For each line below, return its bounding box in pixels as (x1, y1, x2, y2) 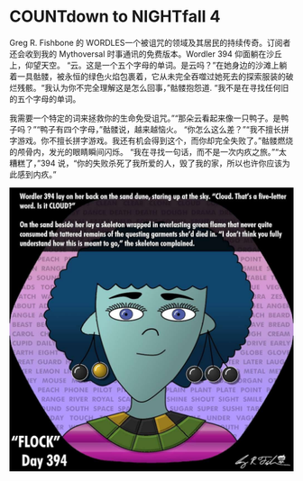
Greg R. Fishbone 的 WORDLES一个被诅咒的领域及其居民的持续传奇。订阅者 (9, 37, 291, 48)
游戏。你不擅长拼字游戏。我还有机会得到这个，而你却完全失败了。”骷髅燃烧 (16, 135, 294, 146)
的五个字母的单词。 (9, 93, 81, 104)
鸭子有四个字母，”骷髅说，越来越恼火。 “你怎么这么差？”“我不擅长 (40, 123, 281, 134)
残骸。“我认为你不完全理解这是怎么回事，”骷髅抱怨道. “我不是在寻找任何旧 (16, 82, 289, 93)
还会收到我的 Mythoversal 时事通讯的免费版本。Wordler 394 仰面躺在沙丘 (9, 48, 282, 59)
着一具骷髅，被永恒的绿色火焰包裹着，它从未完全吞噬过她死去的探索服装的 (9, 70, 286, 82)
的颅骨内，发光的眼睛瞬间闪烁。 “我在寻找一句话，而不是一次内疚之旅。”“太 (9, 146, 287, 157)
